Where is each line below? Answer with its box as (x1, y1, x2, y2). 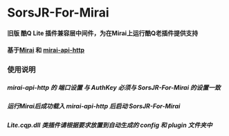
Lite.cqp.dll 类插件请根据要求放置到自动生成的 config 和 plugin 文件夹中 (7, 121, 212, 129)
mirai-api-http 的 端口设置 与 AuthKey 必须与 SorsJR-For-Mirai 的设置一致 (7, 83, 221, 91)
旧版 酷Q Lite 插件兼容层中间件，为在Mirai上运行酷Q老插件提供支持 (7, 29, 199, 37)
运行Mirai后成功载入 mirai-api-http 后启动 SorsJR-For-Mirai (7, 102, 181, 110)
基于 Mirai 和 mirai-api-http (7, 46, 85, 55)
